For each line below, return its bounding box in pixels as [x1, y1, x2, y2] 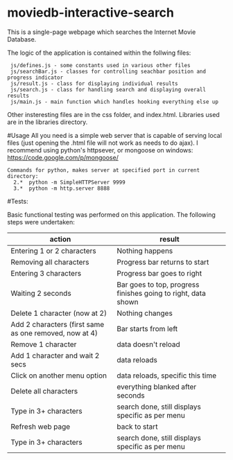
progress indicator [7, 74, 64, 81]
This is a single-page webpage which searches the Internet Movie [7, 28, 196, 36]
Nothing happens [116, 246, 173, 256]
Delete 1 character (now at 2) [10, 308, 107, 318]
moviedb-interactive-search [7, 5, 175, 21]
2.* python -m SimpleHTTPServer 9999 [13, 179, 126, 186]
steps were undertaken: [7, 218, 75, 226]
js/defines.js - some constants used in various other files [10, 62, 191, 69]
